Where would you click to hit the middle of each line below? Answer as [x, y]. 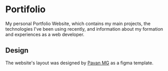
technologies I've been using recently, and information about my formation [84, 29]
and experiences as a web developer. [45, 34]
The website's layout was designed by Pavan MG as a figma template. [79, 63]
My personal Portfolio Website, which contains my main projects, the [78, 23]
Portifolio [25, 9]
